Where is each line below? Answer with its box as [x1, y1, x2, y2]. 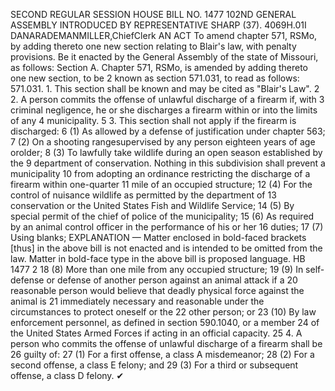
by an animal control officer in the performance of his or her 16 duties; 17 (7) [10, 221, 324, 233]
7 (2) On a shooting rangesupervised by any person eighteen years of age [10, 136, 316, 148]
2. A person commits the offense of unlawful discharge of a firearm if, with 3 [10, 94, 325, 105]
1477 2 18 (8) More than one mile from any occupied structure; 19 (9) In [10, 264, 304, 275]
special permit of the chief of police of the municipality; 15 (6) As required [10, 210, 315, 222]
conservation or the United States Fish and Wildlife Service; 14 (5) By [10, 200, 295, 211]
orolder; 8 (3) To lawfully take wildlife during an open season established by [10, 147, 323, 158]
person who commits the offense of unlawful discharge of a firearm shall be [10, 338, 323, 349]
